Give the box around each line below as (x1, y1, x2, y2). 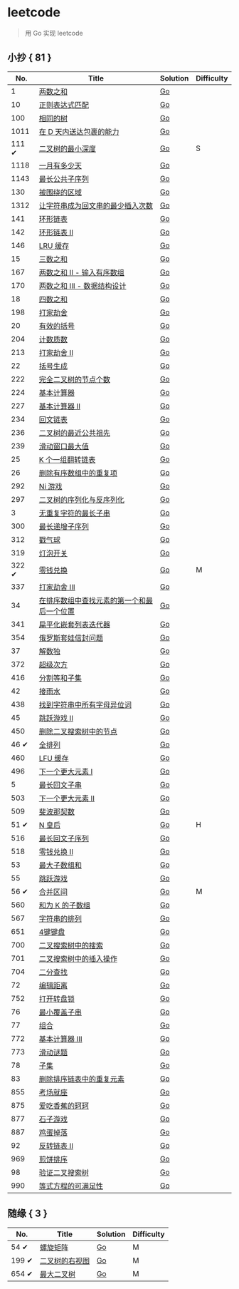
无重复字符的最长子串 (38, 508, 110, 518)
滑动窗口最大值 (38, 441, 89, 451)
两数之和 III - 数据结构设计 (38, 281, 127, 291)
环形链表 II (38, 227, 73, 237)
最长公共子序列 (38, 174, 89, 184)
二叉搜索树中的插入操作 (38, 953, 117, 963)
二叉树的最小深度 (38, 143, 96, 153)
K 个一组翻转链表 (38, 454, 96, 464)
